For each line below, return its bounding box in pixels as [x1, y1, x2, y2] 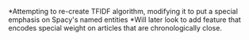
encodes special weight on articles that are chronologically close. [8, 24, 222, 32]
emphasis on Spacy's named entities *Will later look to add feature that [8, 15, 242, 24]
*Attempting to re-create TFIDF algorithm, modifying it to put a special [8, 7, 238, 16]
